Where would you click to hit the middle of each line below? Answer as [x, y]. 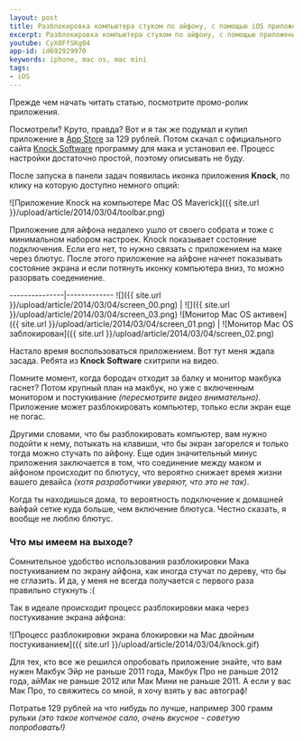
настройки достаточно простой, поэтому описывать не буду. [127, 158]
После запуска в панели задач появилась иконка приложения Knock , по [150, 175]
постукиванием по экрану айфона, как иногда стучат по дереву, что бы [148, 571]
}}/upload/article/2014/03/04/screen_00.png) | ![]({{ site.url [119, 304]
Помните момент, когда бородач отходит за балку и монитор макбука [146, 378]
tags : [19, 69]
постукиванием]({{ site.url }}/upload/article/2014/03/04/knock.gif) [134, 644]
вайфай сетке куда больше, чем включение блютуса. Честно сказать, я [148, 509]
